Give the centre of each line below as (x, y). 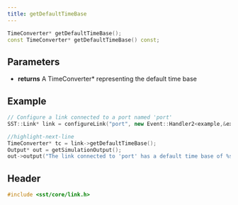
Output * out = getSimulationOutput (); (64, 150)
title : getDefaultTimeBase (47, 14)
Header (24, 178)
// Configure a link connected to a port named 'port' (90, 117)
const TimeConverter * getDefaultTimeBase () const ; (84, 40)
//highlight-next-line (41, 136)
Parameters (34, 62)
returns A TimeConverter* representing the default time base (107, 79)
